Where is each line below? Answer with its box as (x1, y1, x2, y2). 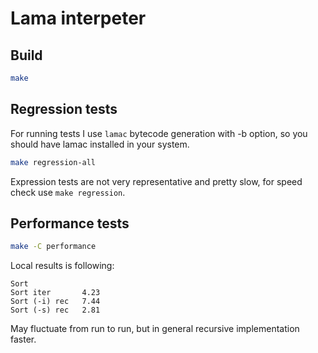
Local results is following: (10, 260, 115, 272)
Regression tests (10, 101, 118, 118)
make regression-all (10, 157, 97, 167)
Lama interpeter (10, 7, 147, 30)
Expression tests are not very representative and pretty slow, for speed (10, 175, 303, 187)
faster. (10, 333, 37, 346)
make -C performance (10, 242, 97, 252)
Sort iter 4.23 (10, 288, 101, 298)
